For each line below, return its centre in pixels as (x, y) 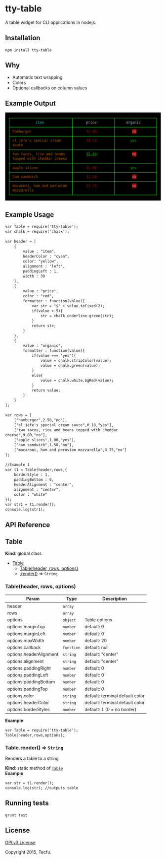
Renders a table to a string (32, 759)
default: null (97, 648)
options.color (21, 696)
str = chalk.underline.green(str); (77, 316)
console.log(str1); (25, 510)
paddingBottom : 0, (34, 480)
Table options (99, 620)
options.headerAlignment (33, 654)
